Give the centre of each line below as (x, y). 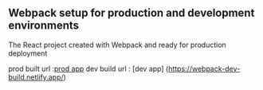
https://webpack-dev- (204, 68)
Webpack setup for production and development (131, 13)
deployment (28, 53)
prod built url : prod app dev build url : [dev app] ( (88, 68)
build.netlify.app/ (36, 77)
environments (44, 26)
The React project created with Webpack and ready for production (118, 45)
